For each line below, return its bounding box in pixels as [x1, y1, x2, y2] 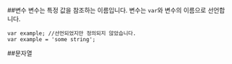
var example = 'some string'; [7, 36, 96, 43]
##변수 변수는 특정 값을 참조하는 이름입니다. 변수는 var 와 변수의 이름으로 [7, 6, 207, 14]
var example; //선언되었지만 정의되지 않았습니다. [7, 30, 136, 37]
